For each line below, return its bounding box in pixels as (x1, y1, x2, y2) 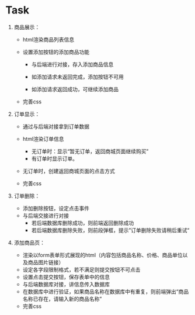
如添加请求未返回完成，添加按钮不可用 (31, 73, 124, 80)
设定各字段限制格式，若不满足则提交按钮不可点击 (22, 266, 141, 273)
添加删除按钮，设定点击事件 (22, 205, 90, 212)
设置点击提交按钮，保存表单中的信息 (22, 273, 110, 281)
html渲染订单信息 (22, 135, 65, 142)
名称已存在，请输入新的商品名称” (22, 295, 102, 302)
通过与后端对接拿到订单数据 (22, 123, 90, 130)
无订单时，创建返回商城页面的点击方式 (22, 167, 115, 174)
